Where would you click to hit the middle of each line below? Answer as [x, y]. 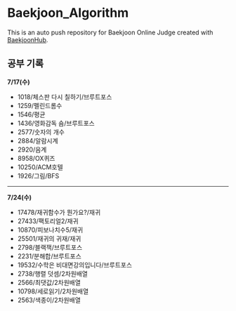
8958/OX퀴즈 [36, 158]
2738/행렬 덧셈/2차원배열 [52, 273]
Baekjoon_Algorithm [68, 13]
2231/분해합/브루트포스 [50, 256]
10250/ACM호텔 [40, 167]
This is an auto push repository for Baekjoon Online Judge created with [110, 32]
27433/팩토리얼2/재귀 [48, 221]
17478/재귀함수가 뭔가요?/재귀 [59, 212]
